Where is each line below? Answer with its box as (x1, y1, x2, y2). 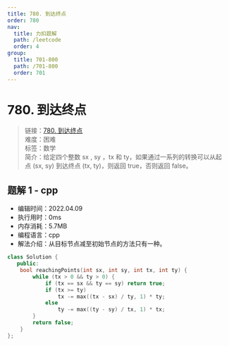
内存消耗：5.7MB (17, 222, 68, 230)
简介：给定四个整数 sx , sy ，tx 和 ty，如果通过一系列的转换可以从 (24, 153, 216, 161)
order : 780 (7, 17, 39, 24)
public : (16, 260, 39, 268)
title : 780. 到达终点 (7, 10, 67, 18)
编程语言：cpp (17, 230, 60, 240)
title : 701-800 (13, 56, 58, 63)
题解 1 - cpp (7, 184, 58, 196)
